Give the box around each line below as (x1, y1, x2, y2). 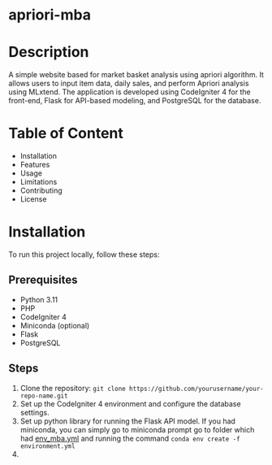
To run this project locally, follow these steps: (8, 250, 160, 259)
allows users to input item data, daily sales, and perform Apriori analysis (8, 79, 249, 89)
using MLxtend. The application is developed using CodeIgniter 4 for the (8, 87, 251, 97)
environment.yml (19, 441, 76, 450)
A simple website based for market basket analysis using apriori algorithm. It (8, 70, 264, 80)
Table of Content (8, 124, 124, 143)
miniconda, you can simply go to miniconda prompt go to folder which (19, 424, 255, 434)
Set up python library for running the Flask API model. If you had (19, 416, 235, 426)
